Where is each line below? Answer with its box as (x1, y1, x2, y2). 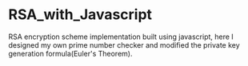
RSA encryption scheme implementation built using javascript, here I (8, 32, 234, 41)
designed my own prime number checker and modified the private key (8, 40, 240, 49)
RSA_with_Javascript (8, 6, 153, 24)
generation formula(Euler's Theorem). (8, 49, 133, 58)
